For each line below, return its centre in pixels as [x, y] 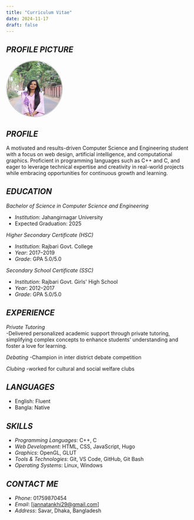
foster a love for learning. [37, 345]
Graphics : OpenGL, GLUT [46, 453]
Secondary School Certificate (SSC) [50, 270]
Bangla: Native [32, 407]
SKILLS [20, 426]
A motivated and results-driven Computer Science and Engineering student [97, 148]
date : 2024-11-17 [27, 19]
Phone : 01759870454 [41, 498]
